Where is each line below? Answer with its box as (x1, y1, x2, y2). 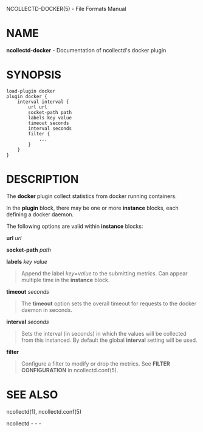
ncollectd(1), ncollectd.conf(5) (6, 408, 82, 415)
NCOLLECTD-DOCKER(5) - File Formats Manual (6, 5, 126, 12)
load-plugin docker (6, 88, 56, 94)
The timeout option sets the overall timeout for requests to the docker (21, 300, 197, 307)
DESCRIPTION (6, 172, 79, 186)
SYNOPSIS (6, 68, 62, 82)
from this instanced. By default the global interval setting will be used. (21, 336, 198, 344)
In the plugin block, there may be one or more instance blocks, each (6, 204, 179, 211)
